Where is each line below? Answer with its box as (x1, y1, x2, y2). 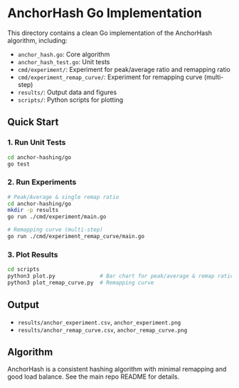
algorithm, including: (7, 36, 68, 44)
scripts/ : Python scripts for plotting (17, 95, 124, 104)
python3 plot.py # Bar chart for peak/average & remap (7, 272, 215, 280)
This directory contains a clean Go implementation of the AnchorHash (7, 29, 212, 37)
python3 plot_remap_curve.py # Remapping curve (7, 279, 154, 286)
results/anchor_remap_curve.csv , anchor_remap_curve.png (17, 325, 188, 334)
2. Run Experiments (7, 177, 77, 187)
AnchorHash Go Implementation (7, 5, 203, 21)
